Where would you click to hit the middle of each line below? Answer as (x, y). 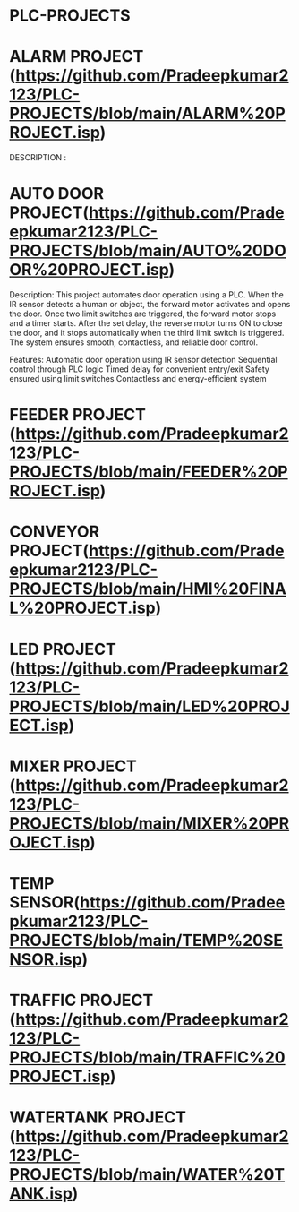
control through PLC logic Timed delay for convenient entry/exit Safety (140, 369)
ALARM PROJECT (77, 57)
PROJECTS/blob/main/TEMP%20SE (146, 941)
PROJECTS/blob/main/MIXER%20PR (149, 823)
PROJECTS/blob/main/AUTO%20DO (148, 251)
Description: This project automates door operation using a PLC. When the (146, 295)
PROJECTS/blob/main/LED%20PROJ (150, 706)
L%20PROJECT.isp (82, 608)
